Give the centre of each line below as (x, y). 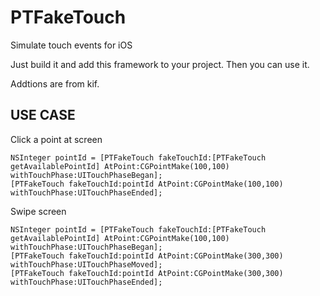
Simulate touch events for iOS (71, 45)
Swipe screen (38, 211)
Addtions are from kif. (55, 83)
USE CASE (43, 115)
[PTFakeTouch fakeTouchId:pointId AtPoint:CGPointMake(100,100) (147, 184)
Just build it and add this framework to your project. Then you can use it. (160, 64)
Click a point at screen (56, 139)
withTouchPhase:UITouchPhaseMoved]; (86, 264)
